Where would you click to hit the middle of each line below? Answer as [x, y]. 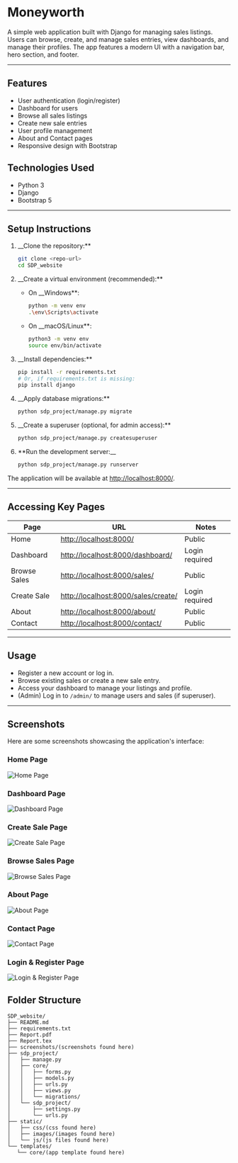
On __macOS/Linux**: [60, 326]
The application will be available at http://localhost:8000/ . [91, 478]
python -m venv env [57, 306]
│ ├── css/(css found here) [52, 1128]
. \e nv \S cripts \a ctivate [63, 312]
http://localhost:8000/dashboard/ [117, 555]
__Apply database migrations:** [64, 399]
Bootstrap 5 [35, 200]
